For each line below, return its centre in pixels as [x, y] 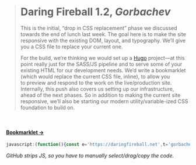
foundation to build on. [48, 107]
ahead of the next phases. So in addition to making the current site [100, 95]
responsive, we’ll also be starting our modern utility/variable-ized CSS [104, 101]
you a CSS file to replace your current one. [71, 47]
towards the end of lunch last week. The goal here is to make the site [103, 34]
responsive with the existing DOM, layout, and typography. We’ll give [103, 40]
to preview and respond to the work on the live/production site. [96, 82]
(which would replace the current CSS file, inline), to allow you [95, 76]
